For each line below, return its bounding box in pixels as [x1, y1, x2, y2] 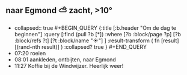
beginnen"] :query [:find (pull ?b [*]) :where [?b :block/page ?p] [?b [14, 30, 182, 37]
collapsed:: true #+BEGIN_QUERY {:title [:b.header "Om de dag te [14, 24, 177, 32]
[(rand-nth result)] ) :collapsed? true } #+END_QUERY [14, 43, 147, 50]
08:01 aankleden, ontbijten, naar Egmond [14, 56, 117, 63]
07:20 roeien [14, 49, 46, 57]
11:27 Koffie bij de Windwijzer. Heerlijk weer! [14, 62, 124, 69]
